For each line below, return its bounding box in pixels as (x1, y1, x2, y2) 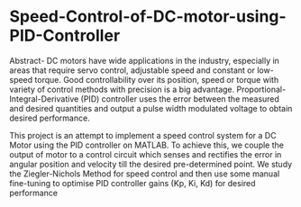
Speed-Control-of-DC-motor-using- (9, 6, 287, 27)
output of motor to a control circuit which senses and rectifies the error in (9, 148, 282, 159)
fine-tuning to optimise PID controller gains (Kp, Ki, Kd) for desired (9, 177, 256, 188)
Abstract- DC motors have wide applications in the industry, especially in (9, 55, 279, 66)
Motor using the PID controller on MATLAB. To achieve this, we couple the (9, 139, 284, 150)
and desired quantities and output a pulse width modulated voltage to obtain (9, 103, 293, 113)
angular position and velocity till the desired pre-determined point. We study (9, 158, 293, 169)
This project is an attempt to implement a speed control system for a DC (9, 130, 277, 140)
